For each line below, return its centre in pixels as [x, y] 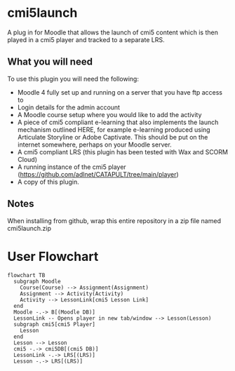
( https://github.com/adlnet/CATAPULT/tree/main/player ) [98, 174]
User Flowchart [53, 256]
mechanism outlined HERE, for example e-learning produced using [114, 129]
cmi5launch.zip [29, 228]
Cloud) [27, 159]
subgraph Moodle [37, 281]
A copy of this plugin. [48, 182]
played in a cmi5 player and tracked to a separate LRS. [86, 39]
